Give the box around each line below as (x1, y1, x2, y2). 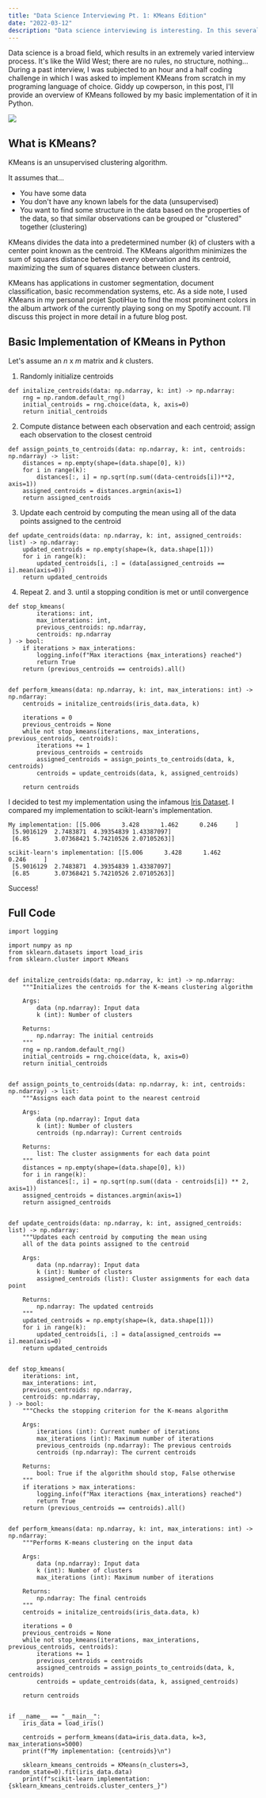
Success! (8, 884, 39, 893)
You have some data (19, 188, 87, 198)
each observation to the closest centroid (19, 430, 152, 439)
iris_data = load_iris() (22, 1719, 104, 1727)
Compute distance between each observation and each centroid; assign (19, 422, 256, 431)
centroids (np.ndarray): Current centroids (36, 1129, 182, 1137)
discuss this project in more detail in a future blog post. (8, 312, 188, 321)
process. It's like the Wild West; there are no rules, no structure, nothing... (8, 56, 249, 66)
